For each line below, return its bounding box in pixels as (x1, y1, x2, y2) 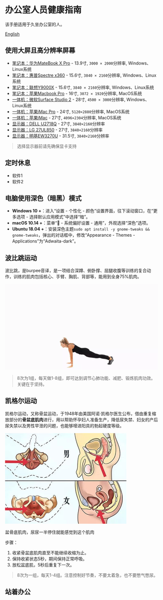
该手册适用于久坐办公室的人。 (5, 21, 65, 27)
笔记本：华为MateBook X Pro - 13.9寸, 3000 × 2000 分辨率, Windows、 (12, 60, 151, 66)
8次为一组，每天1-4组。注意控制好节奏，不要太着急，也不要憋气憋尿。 (16, 572, 158, 578)
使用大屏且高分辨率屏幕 (5, 47, 75, 55)
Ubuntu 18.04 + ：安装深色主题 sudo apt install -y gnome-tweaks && (12, 226, 150, 232)
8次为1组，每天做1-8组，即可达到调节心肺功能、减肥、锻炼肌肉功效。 (16, 375, 155, 381)
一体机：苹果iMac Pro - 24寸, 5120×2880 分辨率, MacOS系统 (12, 109, 130, 114)
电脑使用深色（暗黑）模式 (5, 194, 81, 202)
